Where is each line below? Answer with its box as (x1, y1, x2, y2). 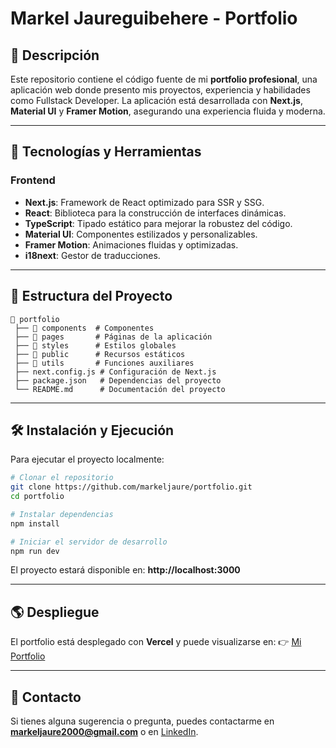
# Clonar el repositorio (10, 473, 114, 483)
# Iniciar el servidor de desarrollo (10, 537, 168, 547)
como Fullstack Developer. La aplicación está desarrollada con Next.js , (10, 95, 303, 106)
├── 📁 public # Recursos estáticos (14, 349, 186, 359)
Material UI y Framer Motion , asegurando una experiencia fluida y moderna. (10, 105, 326, 117)
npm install (10, 518, 60, 529)
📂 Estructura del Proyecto (10, 288, 173, 305)
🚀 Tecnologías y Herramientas (10, 143, 202, 161)
